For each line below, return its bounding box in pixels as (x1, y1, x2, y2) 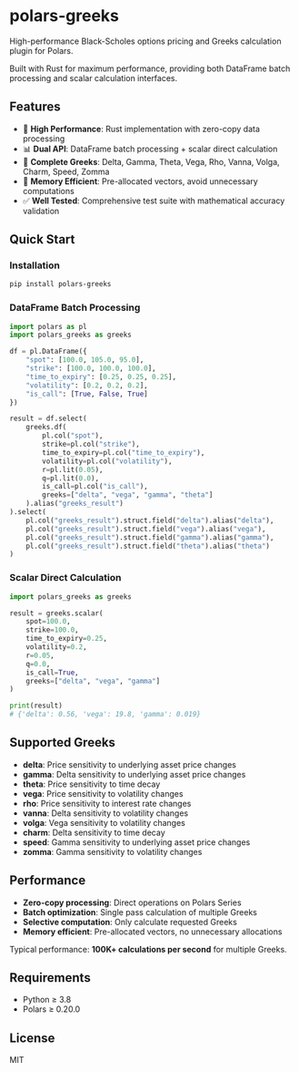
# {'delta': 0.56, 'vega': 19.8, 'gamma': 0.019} (9, 710, 202, 719)
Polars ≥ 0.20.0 (22, 1004, 81, 1015)
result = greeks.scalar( (9, 608, 104, 618)
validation (22, 205, 60, 216)
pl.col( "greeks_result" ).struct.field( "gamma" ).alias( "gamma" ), (25, 532, 274, 542)
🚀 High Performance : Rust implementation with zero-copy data (22, 123, 261, 134)
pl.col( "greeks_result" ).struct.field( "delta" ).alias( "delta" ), (25, 516, 274, 525)
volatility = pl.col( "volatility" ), (42, 457, 173, 466)
